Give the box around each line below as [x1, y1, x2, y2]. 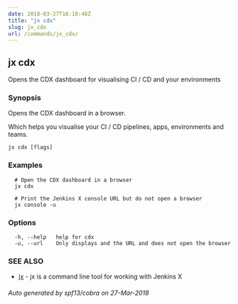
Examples [8, 160, 43, 170]
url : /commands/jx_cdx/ [8, 30, 79, 38]
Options [8, 218, 36, 227]
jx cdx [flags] [8, 144, 53, 151]
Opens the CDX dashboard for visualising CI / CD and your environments [8, 75, 221, 84]
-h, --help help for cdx [14, 233, 94, 241]
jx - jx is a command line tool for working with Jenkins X [18, 272, 183, 281]
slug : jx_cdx [8, 23, 47, 30]
